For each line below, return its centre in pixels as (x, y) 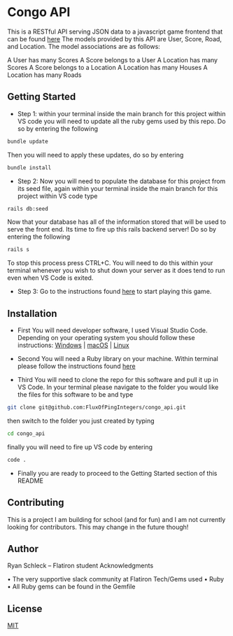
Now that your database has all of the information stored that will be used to (116, 222)
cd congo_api (26, 433)
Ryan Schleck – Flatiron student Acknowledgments (80, 566)
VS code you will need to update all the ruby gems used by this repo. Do (121, 121)
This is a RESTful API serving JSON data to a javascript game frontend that (115, 31)
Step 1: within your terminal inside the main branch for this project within (121, 113)
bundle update (28, 141)
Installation (32, 313)
